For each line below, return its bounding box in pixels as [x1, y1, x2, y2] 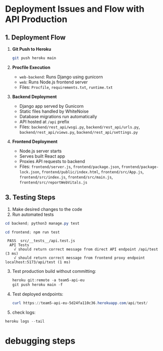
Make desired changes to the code [12, 206, 82, 212]
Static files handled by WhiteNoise [19, 108, 89, 114]
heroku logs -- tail [5, 319, 45, 324]
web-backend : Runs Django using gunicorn [19, 74, 103, 80]
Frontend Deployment [12, 138, 58, 145]
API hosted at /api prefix [19, 119, 70, 124]
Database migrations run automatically [19, 113, 98, 119]
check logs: [12, 310, 36, 315]
